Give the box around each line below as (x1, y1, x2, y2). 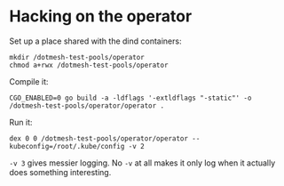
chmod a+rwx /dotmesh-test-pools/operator (9, 61, 169, 69)
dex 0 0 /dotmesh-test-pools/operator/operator (9, 133, 189, 143)
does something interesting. (9, 166, 112, 177)
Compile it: (9, 76, 49, 86)
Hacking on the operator (9, 6, 193, 27)
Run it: (9, 117, 33, 127)
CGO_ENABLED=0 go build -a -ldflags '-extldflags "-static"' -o (9, 93, 252, 102)
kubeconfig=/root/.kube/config (9, 142, 125, 150)
